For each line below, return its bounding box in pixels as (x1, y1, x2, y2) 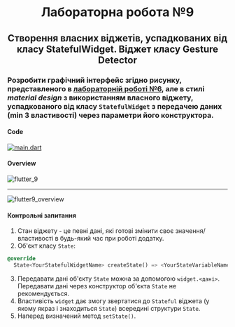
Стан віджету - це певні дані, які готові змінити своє (17, 227, 174, 235)
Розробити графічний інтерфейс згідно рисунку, (7, 75, 182, 85)
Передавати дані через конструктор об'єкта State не (17, 281, 177, 290)
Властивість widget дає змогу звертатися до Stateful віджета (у (17, 296, 210, 305)
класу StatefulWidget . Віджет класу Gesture (16, 43, 219, 55)
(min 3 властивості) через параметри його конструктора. (7, 110, 214, 120)
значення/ (175, 227, 206, 235)
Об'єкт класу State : (17, 241, 76, 250)
